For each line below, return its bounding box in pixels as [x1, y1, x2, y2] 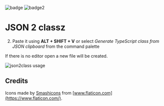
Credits [5, 77, 28, 85]
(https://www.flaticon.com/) [5, 95, 61, 101]
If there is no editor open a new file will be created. [5, 53, 108, 59]
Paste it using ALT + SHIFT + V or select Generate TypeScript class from [12, 38, 160, 44]
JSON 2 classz [5, 22, 66, 33]
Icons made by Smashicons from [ [5, 90, 75, 96]
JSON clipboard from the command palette [12, 43, 100, 49]
